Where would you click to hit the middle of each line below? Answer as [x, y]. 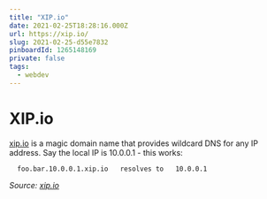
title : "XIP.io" [39, 17]
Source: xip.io [34, 185]
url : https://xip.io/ [49, 34]
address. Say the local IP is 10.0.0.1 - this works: [96, 152]
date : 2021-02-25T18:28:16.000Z [69, 26]
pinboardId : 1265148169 [53, 50]
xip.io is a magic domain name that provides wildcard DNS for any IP [134, 143]
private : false [37, 58]
